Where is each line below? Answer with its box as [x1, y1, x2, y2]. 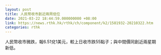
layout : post [5, 7, 32, 12]
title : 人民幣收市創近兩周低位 [5, 12, 60, 16]
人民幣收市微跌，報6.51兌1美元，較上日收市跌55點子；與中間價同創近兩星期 [5, 39, 157, 45]
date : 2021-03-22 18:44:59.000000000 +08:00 [5, 16, 97, 21]
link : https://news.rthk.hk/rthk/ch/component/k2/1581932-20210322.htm [5, 20, 153, 26]
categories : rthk [5, 25, 40, 30]
